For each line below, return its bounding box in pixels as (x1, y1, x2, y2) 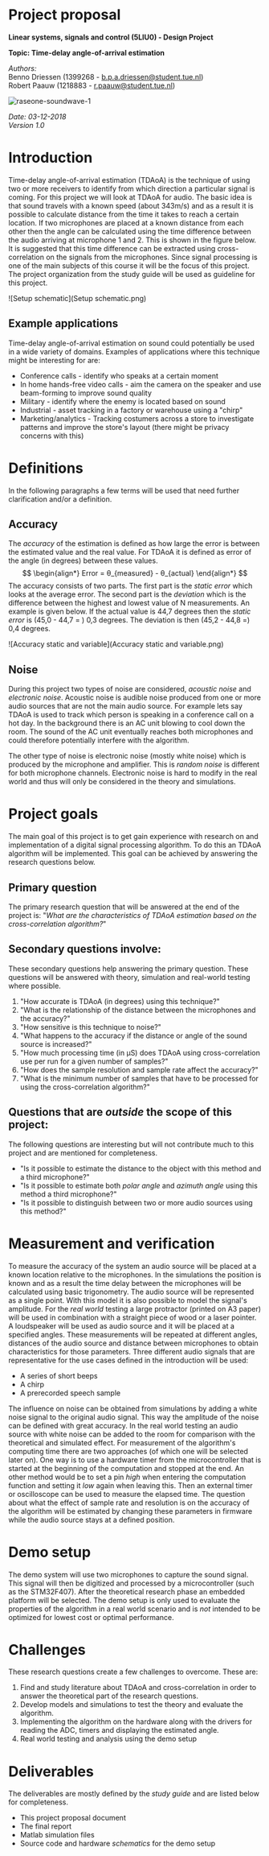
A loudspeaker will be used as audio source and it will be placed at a (8, 1321, 235, 1330)
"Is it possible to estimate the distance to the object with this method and (19, 1164, 262, 1173)
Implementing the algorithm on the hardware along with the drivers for (19, 1717, 253, 1726)
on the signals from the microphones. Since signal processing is (45, 252, 259, 262)
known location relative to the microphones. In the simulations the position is (8, 1270, 262, 1279)
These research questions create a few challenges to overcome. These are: (8, 1667, 259, 1676)
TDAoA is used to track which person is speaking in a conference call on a (8, 710, 255, 720)
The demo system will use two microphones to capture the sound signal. (8, 1569, 249, 1579)
